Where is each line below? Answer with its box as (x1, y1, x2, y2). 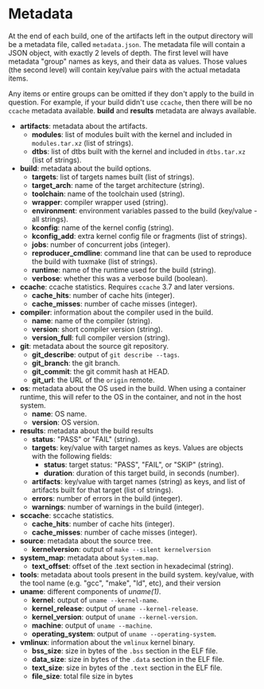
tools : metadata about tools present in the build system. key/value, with (19, 570, 254, 579)
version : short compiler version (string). (31, 324, 163, 334)
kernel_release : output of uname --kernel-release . (31, 603, 199, 613)
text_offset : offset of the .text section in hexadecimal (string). (31, 561, 234, 570)
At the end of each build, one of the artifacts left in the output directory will (8, 31, 253, 41)
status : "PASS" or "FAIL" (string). (31, 434, 141, 444)
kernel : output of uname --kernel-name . (31, 595, 159, 605)
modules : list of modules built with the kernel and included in (31, 129, 232, 139)
